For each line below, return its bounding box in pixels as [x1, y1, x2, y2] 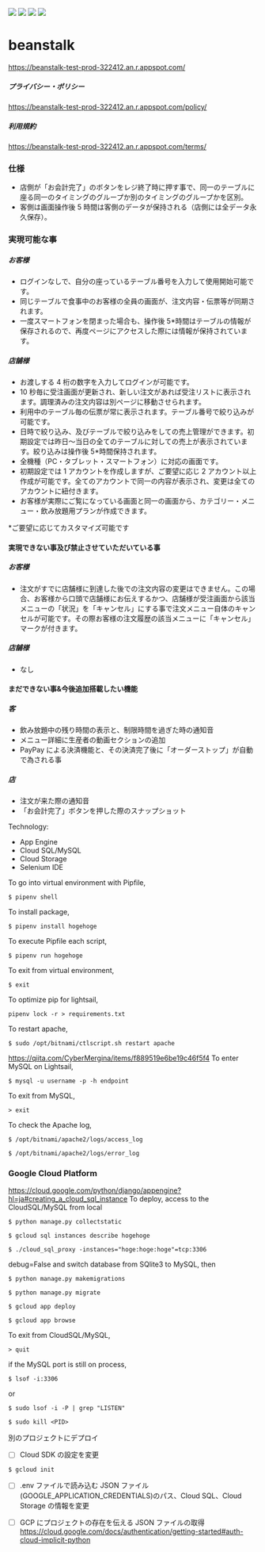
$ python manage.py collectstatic [8, 1218, 123, 1226]
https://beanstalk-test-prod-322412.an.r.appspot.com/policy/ [8, 102, 207, 111]
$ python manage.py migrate [8, 1289, 101, 1297]
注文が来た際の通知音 [19, 796, 89, 806]
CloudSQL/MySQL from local [8, 1202, 103, 1213]
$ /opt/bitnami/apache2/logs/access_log [8, 1136, 144, 1144]
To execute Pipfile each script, [8, 937, 108, 946]
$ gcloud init [8, 1466, 55, 1474]
